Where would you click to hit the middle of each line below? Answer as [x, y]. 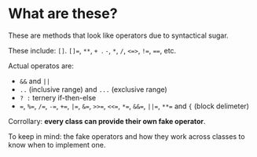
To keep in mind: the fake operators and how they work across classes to [127, 136]
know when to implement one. [57, 144]
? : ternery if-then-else [58, 97]
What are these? [63, 14]
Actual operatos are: [41, 66]
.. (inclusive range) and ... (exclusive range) [93, 89]
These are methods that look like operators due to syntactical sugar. [119, 35]
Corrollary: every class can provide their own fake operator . [107, 121]
